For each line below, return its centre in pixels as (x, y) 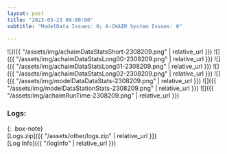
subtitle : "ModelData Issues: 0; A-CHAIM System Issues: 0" (95, 26)
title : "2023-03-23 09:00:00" (50, 20)
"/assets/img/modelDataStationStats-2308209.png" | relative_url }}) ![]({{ (111, 88)
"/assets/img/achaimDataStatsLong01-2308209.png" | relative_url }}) (114, 67)
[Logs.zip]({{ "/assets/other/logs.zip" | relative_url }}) (82, 135)
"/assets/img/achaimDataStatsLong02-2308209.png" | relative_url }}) (115, 74)
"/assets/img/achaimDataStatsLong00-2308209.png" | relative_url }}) (115, 59)
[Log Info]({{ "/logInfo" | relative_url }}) (62, 143)
